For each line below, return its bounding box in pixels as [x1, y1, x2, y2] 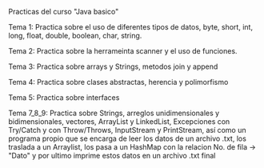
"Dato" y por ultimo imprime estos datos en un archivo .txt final [8, 151, 216, 160]
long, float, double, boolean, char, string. [8, 31, 142, 40]
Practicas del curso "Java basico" [8, 7, 119, 16]
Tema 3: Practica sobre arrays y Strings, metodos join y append [8, 62, 218, 71]
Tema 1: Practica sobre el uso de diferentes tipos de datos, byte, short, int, [8, 22, 254, 31]
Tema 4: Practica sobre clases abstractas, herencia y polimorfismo [8, 78, 229, 86]
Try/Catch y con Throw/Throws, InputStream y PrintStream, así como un [8, 126, 246, 134]
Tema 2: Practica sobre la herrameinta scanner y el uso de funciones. [8, 46, 238, 55]
